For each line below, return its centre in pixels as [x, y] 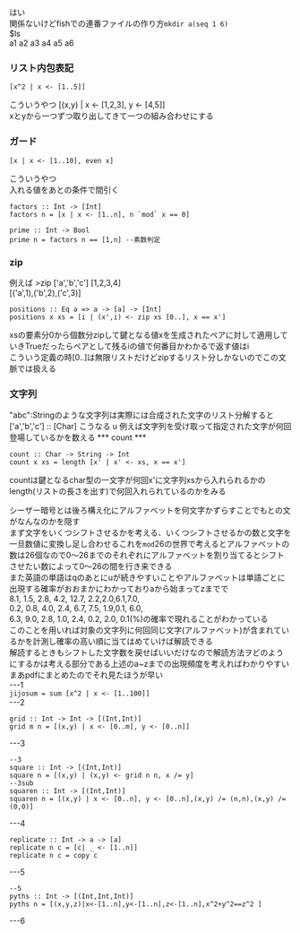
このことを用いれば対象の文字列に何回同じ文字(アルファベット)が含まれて [146, 630]
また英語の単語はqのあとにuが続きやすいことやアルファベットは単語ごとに [147, 578]
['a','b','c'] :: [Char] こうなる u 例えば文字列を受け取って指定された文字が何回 [150, 427]
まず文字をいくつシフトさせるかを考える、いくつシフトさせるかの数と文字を [150, 533]
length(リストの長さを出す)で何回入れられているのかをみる [118, 491]
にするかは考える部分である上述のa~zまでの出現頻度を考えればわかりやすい [149, 664]
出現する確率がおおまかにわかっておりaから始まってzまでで [119, 589]
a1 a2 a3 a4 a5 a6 [42, 43]
